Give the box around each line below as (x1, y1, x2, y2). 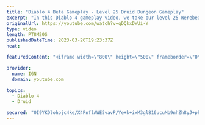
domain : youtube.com (12, 76, 64, 82)
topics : (6, 87, 26, 93)
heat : (6, 43, 20, 49)
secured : (6, 110, 29, 116)
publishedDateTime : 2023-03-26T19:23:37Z (6, 37, 113, 43)
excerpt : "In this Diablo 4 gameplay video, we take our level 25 (6, 15, 179, 21)
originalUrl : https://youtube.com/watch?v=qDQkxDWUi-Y (6, 20, 149, 26)
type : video (6, 26, 37, 32)
